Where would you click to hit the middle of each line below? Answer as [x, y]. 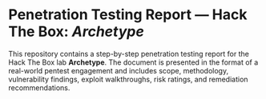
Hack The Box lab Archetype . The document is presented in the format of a [133, 62]
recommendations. [39, 87]
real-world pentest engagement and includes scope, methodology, [119, 70]
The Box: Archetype [76, 32]
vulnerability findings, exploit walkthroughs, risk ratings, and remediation [128, 79]
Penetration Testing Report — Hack [128, 15]
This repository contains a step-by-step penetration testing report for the [129, 53]
